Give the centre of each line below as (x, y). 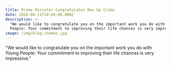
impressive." (18, 58)
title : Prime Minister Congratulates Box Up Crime (60, 10)
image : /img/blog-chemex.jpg (36, 33)
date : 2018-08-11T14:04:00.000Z (39, 15)
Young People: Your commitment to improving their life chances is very (80, 53)
